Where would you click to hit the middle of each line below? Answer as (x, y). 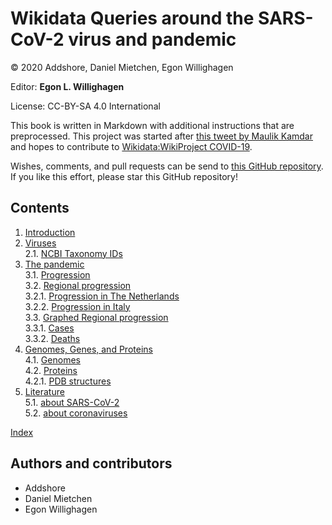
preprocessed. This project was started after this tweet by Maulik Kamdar (161, 136)
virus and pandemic (152, 39)
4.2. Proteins (51, 370)
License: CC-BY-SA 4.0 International (85, 106)
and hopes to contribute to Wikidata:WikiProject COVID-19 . (131, 146)
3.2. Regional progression (78, 285)
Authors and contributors (91, 463)
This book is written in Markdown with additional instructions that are (152, 125)
